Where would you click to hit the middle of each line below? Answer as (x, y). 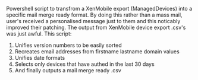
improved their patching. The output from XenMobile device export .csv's (96, 27)
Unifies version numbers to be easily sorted (68, 45)
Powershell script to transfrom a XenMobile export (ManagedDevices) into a (99, 9)
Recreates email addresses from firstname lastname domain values (97, 52)
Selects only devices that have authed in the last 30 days (84, 64)
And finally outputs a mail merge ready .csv (68, 70)
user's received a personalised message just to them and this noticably (93, 21)
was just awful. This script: (39, 34)
